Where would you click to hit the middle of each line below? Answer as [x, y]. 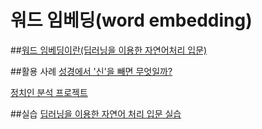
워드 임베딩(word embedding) [131, 20]
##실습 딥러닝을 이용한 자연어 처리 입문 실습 [96, 113]
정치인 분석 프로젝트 [49, 92]
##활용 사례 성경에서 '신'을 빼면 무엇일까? [91, 71]
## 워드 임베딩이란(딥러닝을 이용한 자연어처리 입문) [109, 50]
